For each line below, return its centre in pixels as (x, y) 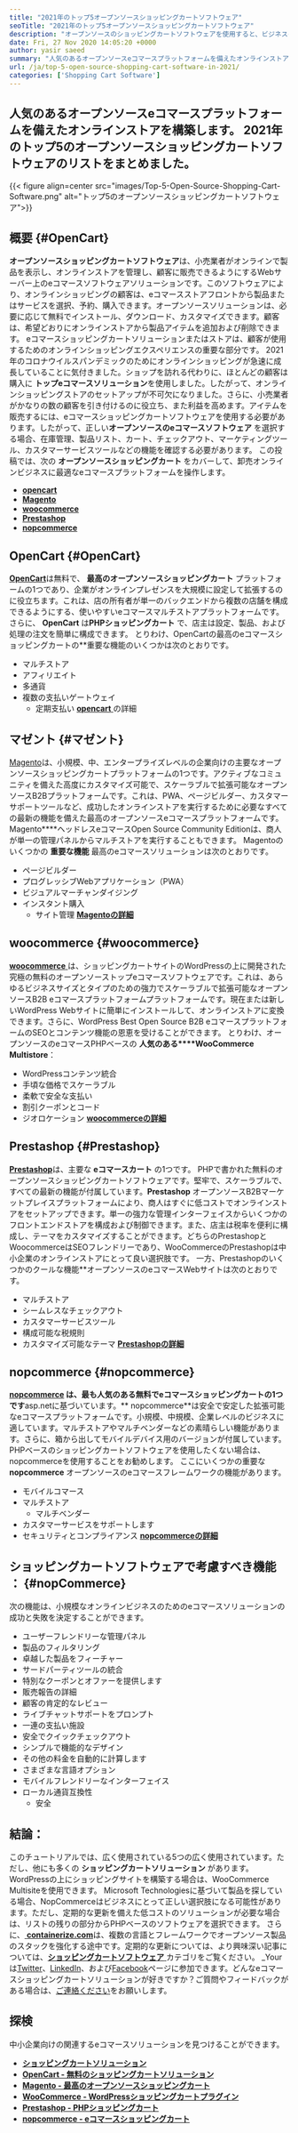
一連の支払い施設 (53, 1726)
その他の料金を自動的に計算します (84, 1759)
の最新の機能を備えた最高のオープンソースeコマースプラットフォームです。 (146, 818)
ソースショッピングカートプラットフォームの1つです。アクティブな (137, 773)
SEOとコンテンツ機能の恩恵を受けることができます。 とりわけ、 (149, 1032)
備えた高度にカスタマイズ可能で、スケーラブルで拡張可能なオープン (164, 785)
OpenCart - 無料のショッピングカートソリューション (118, 2074)
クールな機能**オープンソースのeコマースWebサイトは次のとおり (151, 1269)
